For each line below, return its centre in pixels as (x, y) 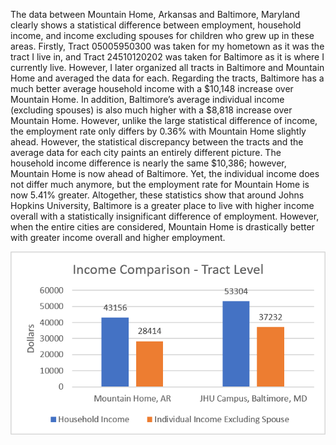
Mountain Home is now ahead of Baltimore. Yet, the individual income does (165, 173)
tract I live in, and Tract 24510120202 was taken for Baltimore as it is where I (167, 57)
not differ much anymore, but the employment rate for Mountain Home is (160, 184)
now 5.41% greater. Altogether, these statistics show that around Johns (157, 195)
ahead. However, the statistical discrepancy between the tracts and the (157, 142)
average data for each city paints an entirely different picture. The (146, 152)
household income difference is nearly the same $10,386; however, (148, 163)
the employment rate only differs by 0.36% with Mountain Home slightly (158, 131)
